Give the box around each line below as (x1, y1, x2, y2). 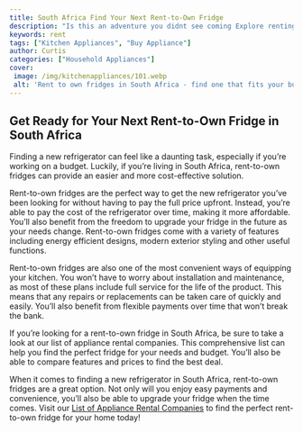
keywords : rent (9, 30, 67, 39)
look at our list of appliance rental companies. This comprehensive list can (9, 337, 286, 348)
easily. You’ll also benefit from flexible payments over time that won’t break (9, 301, 289, 311)
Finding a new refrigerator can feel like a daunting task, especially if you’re (9, 151, 287, 162)
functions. (9, 245, 47, 256)
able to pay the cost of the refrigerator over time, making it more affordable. (9, 207, 291, 218)
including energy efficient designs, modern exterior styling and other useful (9, 236, 290, 247)
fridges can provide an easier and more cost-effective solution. (9, 170, 244, 181)
